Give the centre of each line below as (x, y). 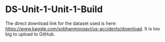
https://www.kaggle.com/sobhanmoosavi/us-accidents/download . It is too (83, 28)
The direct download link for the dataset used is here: (61, 23)
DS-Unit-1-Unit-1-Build (54, 9)
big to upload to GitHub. (30, 34)
